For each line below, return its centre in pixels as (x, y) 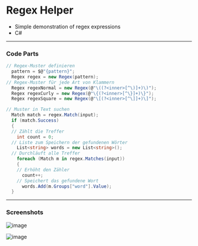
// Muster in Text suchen (38, 110)
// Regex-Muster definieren (41, 66)
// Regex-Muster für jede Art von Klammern (60, 82)
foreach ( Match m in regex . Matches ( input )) (71, 159)
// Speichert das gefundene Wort (58, 181)
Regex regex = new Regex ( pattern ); (55, 77)
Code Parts (22, 54)
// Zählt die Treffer (38, 131)
